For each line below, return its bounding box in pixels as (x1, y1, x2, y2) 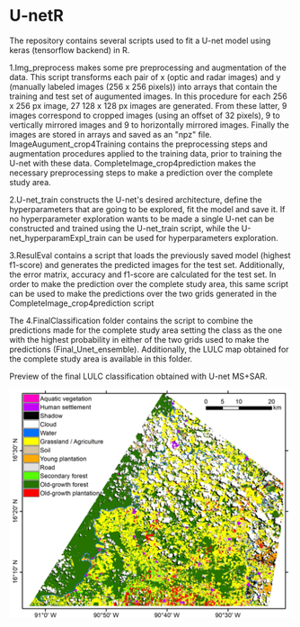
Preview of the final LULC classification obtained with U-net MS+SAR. (9, 371, 268, 381)
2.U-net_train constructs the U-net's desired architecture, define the (9, 194, 262, 205)
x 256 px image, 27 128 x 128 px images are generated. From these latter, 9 (9, 100, 287, 111)
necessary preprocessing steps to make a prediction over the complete (9, 167, 274, 178)
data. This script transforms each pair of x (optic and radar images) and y (9, 71, 281, 82)
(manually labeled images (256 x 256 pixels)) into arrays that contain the (9, 81, 278, 92)
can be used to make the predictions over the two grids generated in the (9, 288, 277, 299)
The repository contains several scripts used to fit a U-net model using (9, 35, 271, 46)
